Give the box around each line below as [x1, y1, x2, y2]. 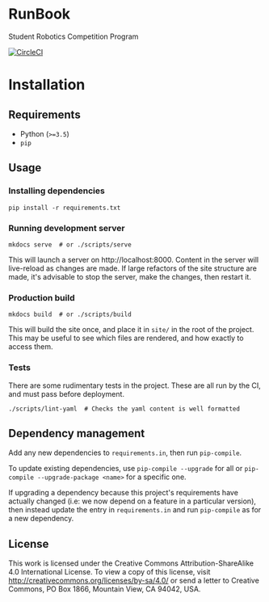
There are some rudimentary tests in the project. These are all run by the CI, [8, 381, 261, 390]
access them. [8, 342, 54, 352]
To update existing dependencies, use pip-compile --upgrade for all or [8, 464, 243, 474]
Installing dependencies [8, 185, 105, 196]
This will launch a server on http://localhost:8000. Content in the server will [8, 255, 259, 264]
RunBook [8, 5, 71, 23]
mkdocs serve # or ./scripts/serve [8, 240, 132, 249]
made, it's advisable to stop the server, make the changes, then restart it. [8, 272, 252, 281]
